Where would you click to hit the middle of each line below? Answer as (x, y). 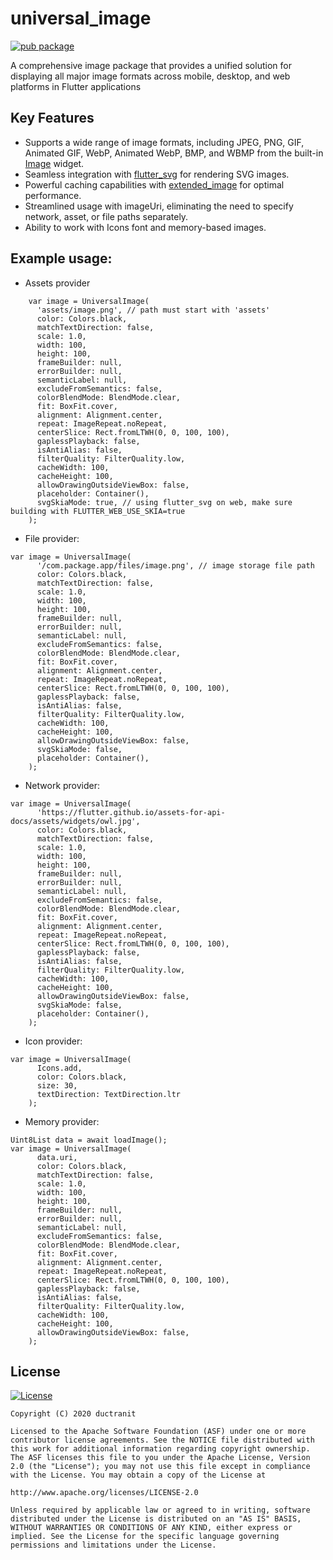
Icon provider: (53, 1041)
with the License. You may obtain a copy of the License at (138, 1475)
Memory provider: (62, 1121)
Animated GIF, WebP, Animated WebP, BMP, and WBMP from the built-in (174, 153)
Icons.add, (59, 1068)
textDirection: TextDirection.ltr (109, 1094)
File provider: (52, 538)
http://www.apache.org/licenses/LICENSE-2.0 (104, 1493)
